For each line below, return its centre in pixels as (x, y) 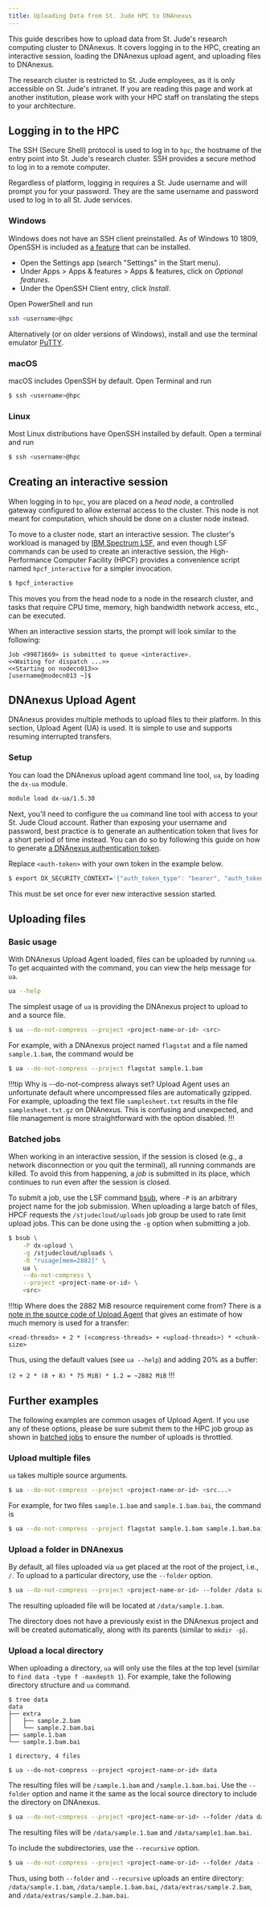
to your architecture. (42, 105)
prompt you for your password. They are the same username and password (133, 192)
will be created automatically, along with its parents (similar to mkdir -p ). (128, 1630)
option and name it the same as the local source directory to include (144, 1794)
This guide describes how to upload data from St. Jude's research (118, 39)
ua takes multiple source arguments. (68, 1475)
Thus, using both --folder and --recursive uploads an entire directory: (126, 1878)
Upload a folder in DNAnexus (66, 1549)
